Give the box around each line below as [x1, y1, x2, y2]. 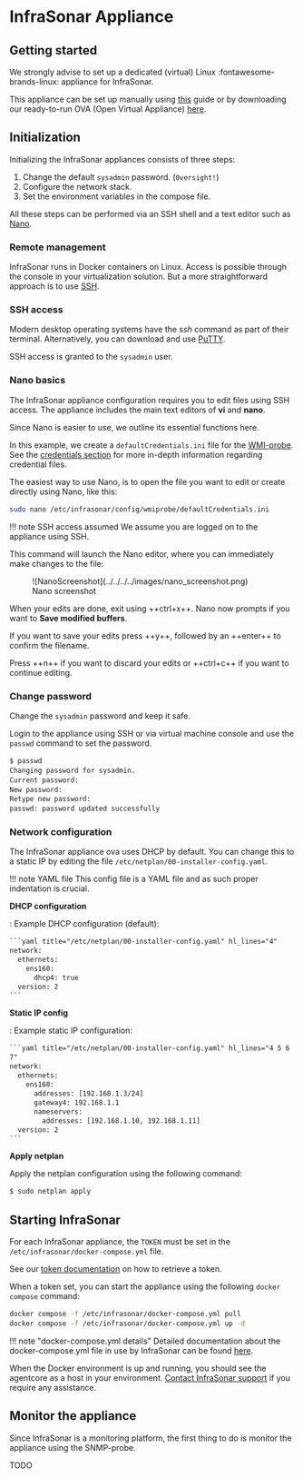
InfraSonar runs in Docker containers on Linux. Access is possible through [9, 262, 288, 273]
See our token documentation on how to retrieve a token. [9, 1264, 222, 1275]
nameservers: [33, 1107, 83, 1116]
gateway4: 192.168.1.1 [33, 1098, 120, 1107]
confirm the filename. [9, 640, 90, 650]
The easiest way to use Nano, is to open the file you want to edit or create [9, 476, 286, 487]
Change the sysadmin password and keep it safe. [9, 710, 191, 721]
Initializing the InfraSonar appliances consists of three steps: [9, 154, 236, 164]
